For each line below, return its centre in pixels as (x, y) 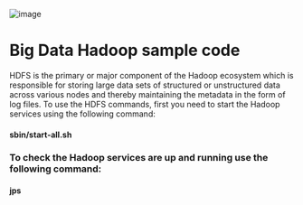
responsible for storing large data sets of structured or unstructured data (145, 85)
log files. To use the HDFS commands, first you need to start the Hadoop (145, 104)
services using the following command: (82, 114)
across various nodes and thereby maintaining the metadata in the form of (148, 94)
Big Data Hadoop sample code (125, 51)
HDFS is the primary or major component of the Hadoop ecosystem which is (151, 75)
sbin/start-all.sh (41, 135)
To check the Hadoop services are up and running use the (139, 158)
